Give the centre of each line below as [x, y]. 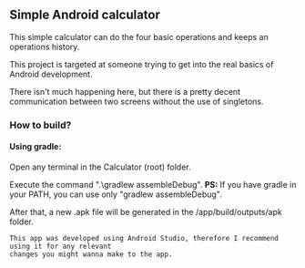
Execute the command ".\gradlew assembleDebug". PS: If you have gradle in [153, 184]
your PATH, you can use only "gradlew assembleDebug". [116, 194]
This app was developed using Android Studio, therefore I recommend [144, 238]
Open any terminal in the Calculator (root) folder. [100, 167]
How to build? [41, 125]
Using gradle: [36, 147]
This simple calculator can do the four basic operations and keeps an [139, 36]
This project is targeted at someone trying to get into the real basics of [142, 64]
